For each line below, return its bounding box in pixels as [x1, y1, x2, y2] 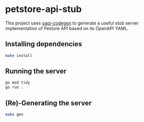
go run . [5, 85, 24, 90]
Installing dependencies [5, 40, 82, 48]
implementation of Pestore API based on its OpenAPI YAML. [5, 25, 129, 31]
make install [5, 53, 33, 58]
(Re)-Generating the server [5, 98, 92, 107]
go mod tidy [5, 80, 30, 85]
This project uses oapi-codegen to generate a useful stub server [5, 20, 139, 26]
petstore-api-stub [5, 3, 82, 15]
